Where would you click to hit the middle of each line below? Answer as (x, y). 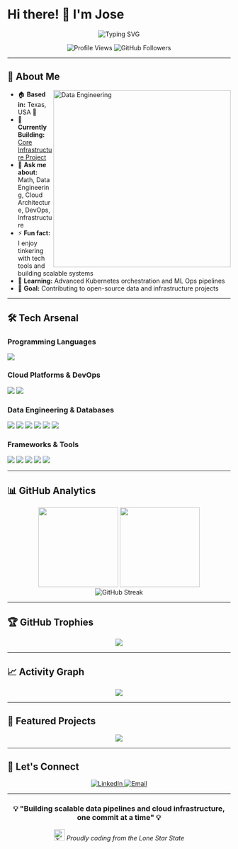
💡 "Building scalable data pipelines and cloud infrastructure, (119, 809)
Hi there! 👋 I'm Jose (66, 15)
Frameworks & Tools (43, 444)
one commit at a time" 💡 (119, 818)
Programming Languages (52, 342)
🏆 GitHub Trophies (51, 622)
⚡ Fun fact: (34, 232)
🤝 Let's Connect (43, 766)
